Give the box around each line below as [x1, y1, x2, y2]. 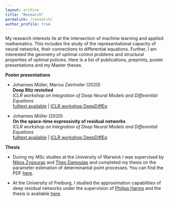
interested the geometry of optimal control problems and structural [5, 52, 144, 58]
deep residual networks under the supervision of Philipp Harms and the [12, 185, 161, 191]
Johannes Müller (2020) [12, 113, 63, 119]
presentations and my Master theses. [5, 62, 83, 68]
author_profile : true [5, 21, 51, 27]
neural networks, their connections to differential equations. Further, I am [5, 46, 157, 52]
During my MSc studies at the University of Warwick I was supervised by [12, 154, 164, 160]
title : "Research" [5, 12, 44, 17]
